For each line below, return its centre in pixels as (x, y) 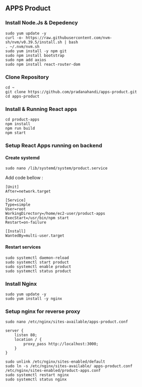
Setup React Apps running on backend (54, 145)
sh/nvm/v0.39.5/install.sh (34, 42)
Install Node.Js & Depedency (42, 23)
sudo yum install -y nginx (34, 298)
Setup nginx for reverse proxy (43, 311)
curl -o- (14, 37)
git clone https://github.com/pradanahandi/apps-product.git (71, 92)
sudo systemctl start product (37, 262)
